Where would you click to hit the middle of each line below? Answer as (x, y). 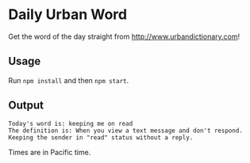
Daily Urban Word (68, 15)
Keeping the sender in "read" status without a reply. (101, 137)
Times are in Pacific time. (50, 152)
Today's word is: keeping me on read (71, 123)
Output (26, 106)
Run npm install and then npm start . (69, 80)
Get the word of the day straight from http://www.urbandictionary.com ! (124, 36)
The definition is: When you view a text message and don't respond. (126, 131)
